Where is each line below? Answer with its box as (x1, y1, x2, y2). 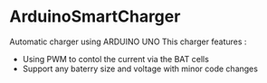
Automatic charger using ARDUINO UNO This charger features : (9, 36, 247, 47)
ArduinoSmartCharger (9, 6, 181, 27)
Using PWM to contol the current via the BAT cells (22, 53, 210, 64)
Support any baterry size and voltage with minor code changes (22, 63, 258, 74)
